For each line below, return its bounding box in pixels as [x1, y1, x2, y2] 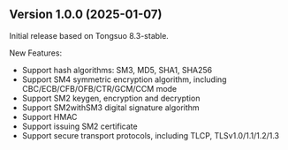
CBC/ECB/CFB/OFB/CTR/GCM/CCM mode [21, 83, 178, 94]
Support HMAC [21, 111, 78, 122]
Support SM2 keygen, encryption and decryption [21, 93, 201, 103]
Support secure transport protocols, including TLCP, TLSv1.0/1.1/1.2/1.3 [21, 130, 280, 140]
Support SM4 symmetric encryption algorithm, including [21, 74, 227, 85]
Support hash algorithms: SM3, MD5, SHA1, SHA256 [21, 64, 213, 75]
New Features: [9, 48, 63, 58]
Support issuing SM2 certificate [21, 121, 139, 131]
